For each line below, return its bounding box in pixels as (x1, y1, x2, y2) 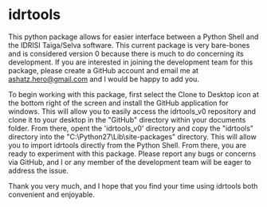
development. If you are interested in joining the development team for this (8, 57, 253, 67)
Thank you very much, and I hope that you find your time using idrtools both (8, 181, 258, 190)
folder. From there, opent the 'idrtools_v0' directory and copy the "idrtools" (8, 123, 253, 133)
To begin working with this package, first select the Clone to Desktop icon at (8, 89, 259, 99)
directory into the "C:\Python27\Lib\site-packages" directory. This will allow (8, 131, 257, 141)
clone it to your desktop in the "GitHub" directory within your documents (8, 115, 246, 124)
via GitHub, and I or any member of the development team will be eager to (8, 157, 252, 166)
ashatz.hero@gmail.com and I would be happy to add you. (8, 74, 199, 84)
